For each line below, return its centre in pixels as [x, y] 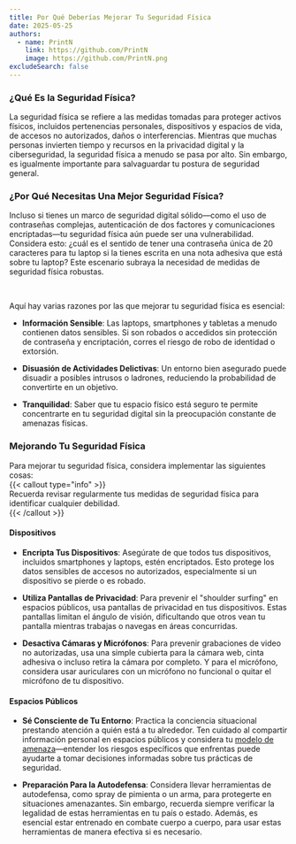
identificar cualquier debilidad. [65, 503]
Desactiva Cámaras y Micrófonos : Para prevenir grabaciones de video [151, 643]
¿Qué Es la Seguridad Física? [72, 97]
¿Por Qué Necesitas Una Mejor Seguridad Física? [117, 196]
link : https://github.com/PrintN [87, 50]
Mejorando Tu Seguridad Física [77, 446]
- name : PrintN [45, 42]
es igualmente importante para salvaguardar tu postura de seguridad [135, 164]
